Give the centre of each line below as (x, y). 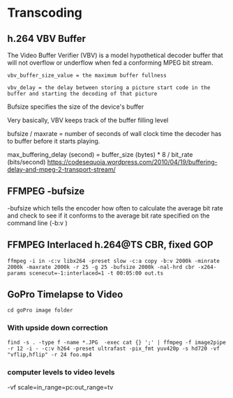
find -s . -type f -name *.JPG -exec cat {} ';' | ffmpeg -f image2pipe (117, 342)
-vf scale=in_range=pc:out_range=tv (60, 388)
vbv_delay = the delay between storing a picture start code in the (109, 88)
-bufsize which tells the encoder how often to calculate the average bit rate (115, 208)
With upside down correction (58, 328)
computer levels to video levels (61, 372)
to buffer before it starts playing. (54, 141)
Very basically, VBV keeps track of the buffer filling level (88, 120)
